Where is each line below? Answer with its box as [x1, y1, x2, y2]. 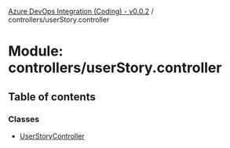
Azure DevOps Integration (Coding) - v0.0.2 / [8, 7, 155, 16]
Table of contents [8, 90, 96, 103]
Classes [8, 114, 40, 125]
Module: [8, 42, 64, 60]
